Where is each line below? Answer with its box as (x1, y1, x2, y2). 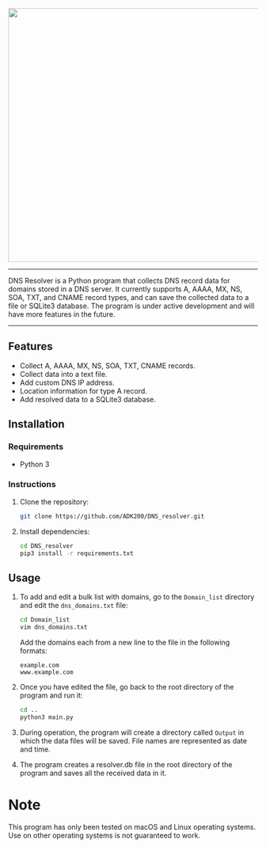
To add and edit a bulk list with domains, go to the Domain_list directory (19, 592, 255, 602)
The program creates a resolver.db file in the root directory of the (19, 759, 233, 769)
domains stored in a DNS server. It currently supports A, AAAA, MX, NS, (8, 284, 243, 294)
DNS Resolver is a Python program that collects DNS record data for (8, 276, 231, 285)
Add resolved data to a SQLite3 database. (19, 394, 156, 404)
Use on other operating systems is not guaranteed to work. (8, 831, 200, 840)
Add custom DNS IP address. (19, 378, 115, 387)
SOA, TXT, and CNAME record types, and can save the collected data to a (8, 293, 249, 302)
